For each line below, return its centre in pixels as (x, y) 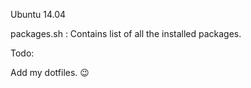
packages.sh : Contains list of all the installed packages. (126, 33)
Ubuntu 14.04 (38, 14)
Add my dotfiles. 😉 (50, 72)
